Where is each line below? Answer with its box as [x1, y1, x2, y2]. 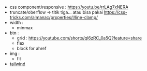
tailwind [9, 61, 26, 67]
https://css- [103, 9, 127, 15]
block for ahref [16, 46, 47, 51]
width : [9, 19, 24, 25]
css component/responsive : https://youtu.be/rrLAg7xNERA [9, 4, 129, 10]
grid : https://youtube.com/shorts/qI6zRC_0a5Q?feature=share [16, 35, 142, 41]
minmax [16, 25, 33, 31]
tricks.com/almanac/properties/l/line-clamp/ [9, 15, 98, 20]
